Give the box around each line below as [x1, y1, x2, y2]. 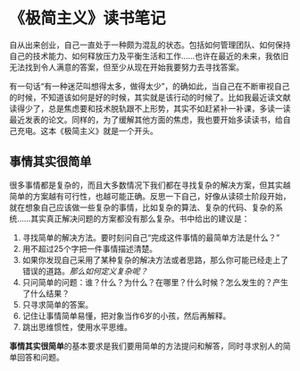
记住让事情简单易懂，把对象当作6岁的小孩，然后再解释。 [21, 310, 231, 321]
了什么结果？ [21, 288, 70, 299]
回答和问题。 [16, 351, 64, 362]
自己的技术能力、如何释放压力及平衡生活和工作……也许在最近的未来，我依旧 [9, 50, 289, 61]
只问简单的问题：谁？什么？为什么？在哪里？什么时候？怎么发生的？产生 [21, 276, 288, 287]
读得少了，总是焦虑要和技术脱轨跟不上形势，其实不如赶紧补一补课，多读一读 [9, 103, 291, 114]
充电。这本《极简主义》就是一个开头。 [16, 125, 158, 136]
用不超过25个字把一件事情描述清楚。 [21, 243, 158, 254]
